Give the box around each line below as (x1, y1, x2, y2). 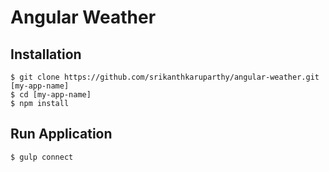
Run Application (10, 126, 113, 143)
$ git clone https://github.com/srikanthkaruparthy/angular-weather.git (10, 72, 320, 82)
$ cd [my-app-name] (10, 90, 92, 100)
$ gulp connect (10, 152, 74, 162)
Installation (10, 46, 82, 63)
